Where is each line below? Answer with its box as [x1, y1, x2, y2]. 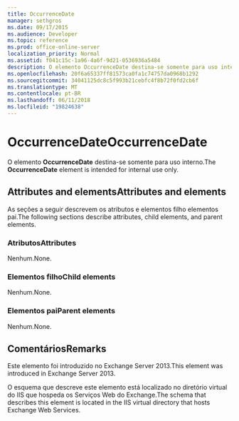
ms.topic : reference [7, 37, 69, 44]
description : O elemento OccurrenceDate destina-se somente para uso [7, 64, 218, 71]
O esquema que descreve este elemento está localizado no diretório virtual [7, 383, 228, 392]
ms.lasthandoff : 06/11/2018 [7, 97, 91, 104]
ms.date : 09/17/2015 [7, 24, 69, 31]
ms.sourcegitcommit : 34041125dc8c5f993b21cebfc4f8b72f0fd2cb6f [7, 76, 199, 84]
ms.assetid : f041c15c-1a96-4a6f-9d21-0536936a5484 [7, 57, 161, 64]
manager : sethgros [7, 17, 62, 24]
